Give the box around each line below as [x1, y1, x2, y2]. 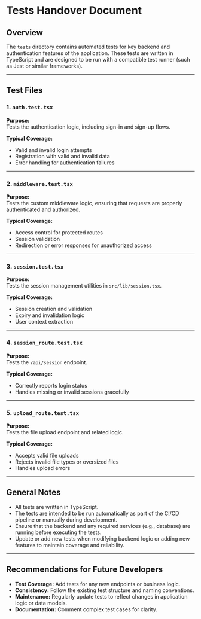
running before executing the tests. [14, 529, 102, 536]
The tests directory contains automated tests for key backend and [6, 43, 170, 50]
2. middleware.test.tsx [6, 179, 74, 188]
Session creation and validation [14, 306, 93, 313]
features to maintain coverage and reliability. [14, 541, 124, 548]
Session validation [14, 235, 60, 242]
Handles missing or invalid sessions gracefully [14, 388, 130, 395]
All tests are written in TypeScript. [14, 503, 99, 510]
